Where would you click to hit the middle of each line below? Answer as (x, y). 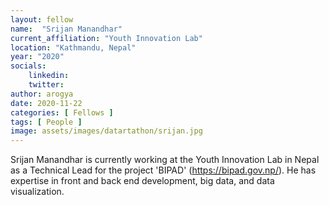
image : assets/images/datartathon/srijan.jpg (106, 131)
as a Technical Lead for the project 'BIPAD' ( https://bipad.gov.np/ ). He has (163, 170)
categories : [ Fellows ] (62, 112)
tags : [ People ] (46, 122)
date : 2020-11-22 (46, 103)
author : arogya (42, 94)
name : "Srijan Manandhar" (66, 29)
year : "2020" (37, 57)
